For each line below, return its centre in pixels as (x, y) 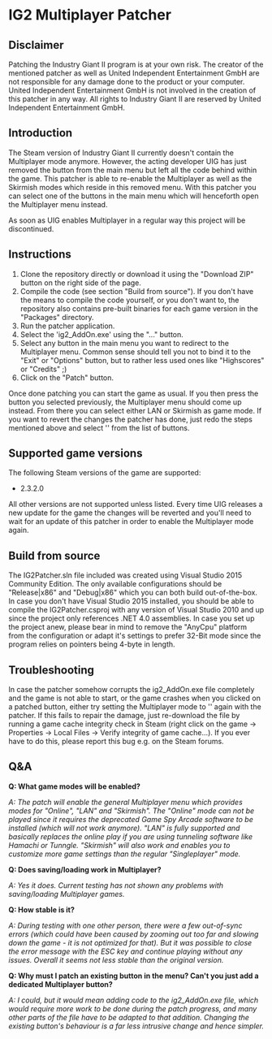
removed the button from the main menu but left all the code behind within (133, 170)
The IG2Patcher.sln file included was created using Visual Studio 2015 (125, 575)
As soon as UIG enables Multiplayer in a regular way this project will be (127, 220)
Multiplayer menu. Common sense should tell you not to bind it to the (136, 352)
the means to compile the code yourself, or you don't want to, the (130, 300)
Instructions (40, 255)
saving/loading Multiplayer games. (67, 894)
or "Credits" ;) (43, 369)
